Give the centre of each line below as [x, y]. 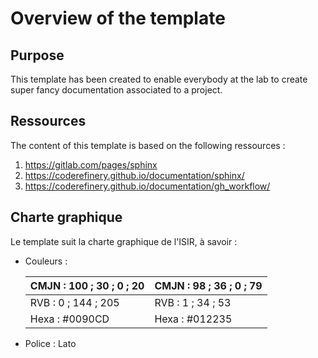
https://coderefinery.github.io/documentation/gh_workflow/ [147, 186]
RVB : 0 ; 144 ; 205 [74, 302]
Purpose [37, 55]
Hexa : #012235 [193, 319]
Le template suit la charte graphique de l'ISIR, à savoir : [124, 241]
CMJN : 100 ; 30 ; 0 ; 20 [87, 285]
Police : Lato [50, 343]
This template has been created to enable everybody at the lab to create [159, 79]
